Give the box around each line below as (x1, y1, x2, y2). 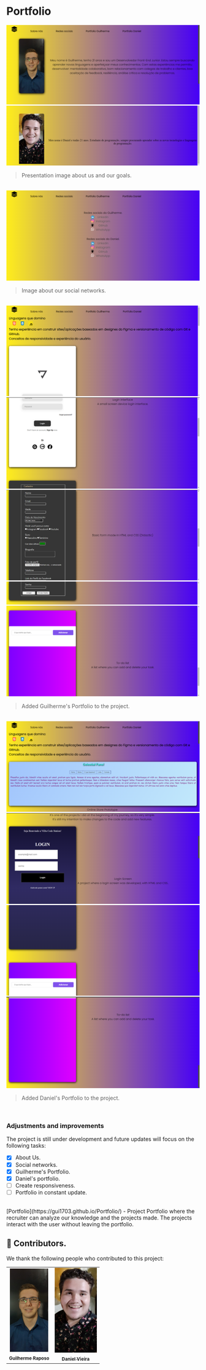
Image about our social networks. (21, 287, 106, 294)
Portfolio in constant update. (15, 1188, 87, 1196)
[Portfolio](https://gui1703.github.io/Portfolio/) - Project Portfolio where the (6, 1207, 195, 1215)
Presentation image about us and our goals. (21, 172, 132, 179)
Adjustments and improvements (6, 1122, 104, 1131)
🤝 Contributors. (6, 1239, 67, 1249)
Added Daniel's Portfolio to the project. (21, 1094, 120, 1102)
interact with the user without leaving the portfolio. (6, 1220, 134, 1228)
